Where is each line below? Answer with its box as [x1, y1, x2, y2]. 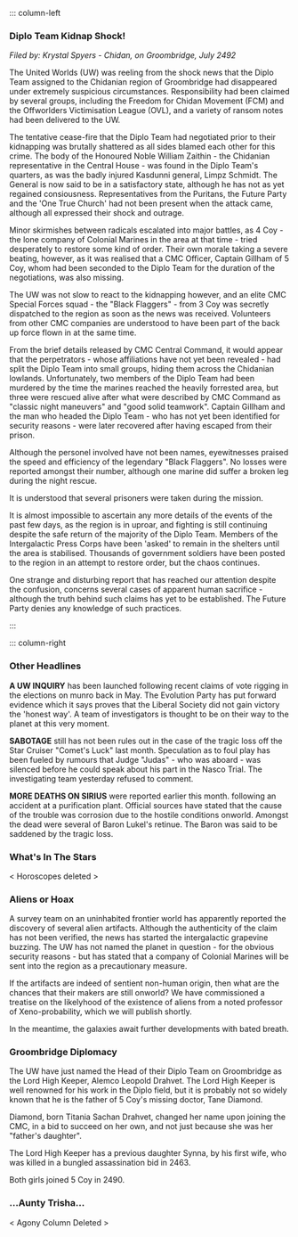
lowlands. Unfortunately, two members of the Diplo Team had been [9, 373, 255, 384]
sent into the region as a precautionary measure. [9, 961, 188, 971]
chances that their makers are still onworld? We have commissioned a [9, 987, 265, 998]
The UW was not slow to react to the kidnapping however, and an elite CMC [9, 290, 286, 300]
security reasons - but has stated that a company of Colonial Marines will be [9, 951, 289, 962]
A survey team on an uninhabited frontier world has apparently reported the [9, 913, 286, 924]
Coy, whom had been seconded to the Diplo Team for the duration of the [9, 263, 276, 274]
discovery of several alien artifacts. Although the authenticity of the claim [9, 922, 278, 934]
